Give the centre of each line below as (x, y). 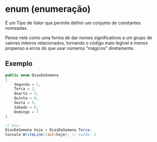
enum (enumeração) (48, 9)
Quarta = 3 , (26, 94)
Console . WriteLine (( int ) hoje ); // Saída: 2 (51, 135)
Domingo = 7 (26, 112)
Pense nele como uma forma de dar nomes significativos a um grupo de (79, 38)
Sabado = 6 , (26, 107)
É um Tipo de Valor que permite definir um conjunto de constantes (73, 23)
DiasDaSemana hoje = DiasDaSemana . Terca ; (49, 130)
